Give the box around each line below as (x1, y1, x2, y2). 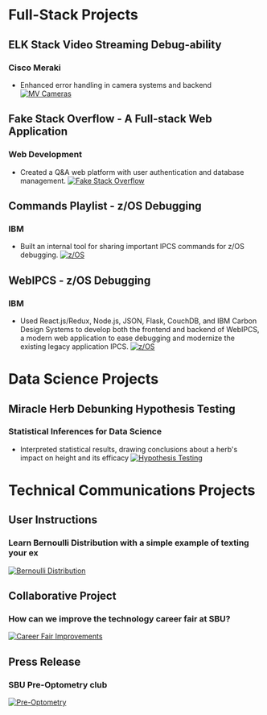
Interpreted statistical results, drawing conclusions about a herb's (19, 444, 238, 454)
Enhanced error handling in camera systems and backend (19, 80, 212, 89)
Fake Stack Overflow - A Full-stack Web (8, 112, 213, 126)
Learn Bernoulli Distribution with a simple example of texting (8, 538, 249, 549)
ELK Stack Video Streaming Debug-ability (8, 38, 222, 52)
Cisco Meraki (8, 62, 62, 73)
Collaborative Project (8, 589, 117, 603)
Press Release (8, 655, 81, 668)
